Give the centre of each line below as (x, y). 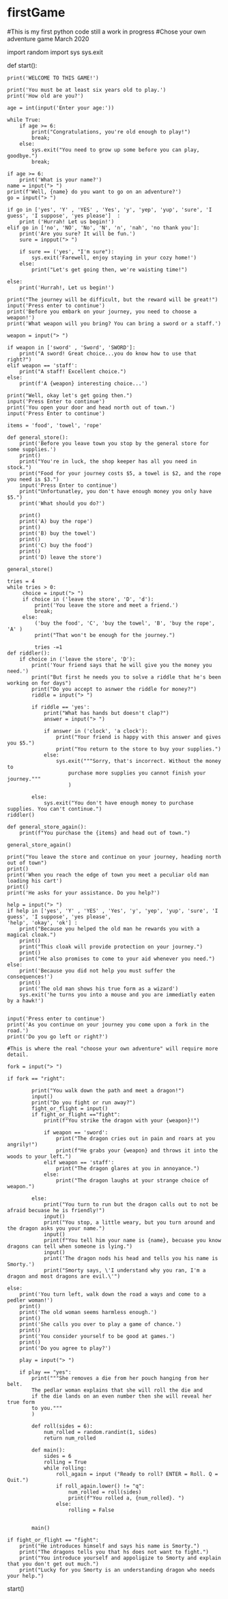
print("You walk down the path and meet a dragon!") (108, 1090)
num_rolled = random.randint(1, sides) (100, 1432)
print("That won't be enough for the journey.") (105, 635)
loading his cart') (35, 881)
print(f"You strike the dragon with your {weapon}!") (122, 1120)
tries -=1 (48, 647)
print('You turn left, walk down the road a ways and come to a (113, 1294)
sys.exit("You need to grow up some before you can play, (116, 150)
